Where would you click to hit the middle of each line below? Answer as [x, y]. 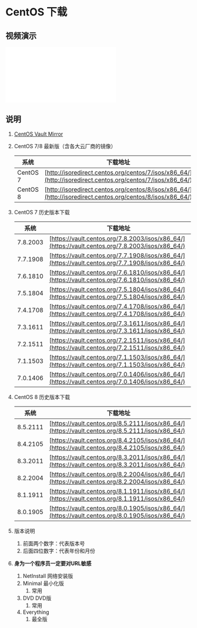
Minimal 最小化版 [43, 583]
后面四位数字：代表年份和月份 [59, 551]
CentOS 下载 [36, 12]
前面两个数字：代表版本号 [54, 543]
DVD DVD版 [37, 598]
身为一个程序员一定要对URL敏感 [53, 563]
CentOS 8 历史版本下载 [42, 397]
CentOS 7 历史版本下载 [42, 212]
